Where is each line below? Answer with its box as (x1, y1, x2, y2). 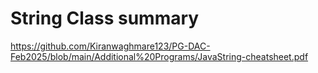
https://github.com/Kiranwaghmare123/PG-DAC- (10, 40, 211, 52)
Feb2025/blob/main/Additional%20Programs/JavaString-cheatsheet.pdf (10, 50, 309, 62)
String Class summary (10, 7, 200, 30)
